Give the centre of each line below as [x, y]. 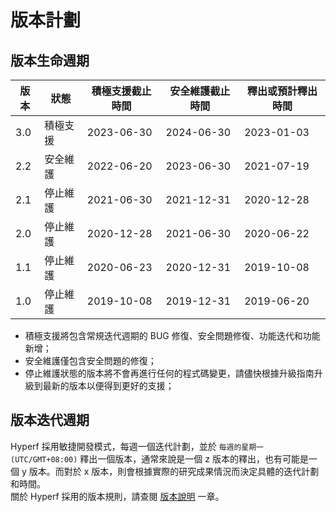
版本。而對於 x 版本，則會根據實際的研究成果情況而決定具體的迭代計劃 [174, 471]
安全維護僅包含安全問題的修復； [90, 360]
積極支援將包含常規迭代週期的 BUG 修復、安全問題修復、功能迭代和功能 [172, 335]
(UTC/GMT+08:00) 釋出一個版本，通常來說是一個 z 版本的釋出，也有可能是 [159, 458]
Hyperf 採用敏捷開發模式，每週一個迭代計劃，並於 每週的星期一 [137, 446]
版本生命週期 [50, 60]
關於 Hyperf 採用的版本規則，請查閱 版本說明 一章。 [117, 496]
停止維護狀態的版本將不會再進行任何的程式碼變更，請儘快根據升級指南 [169, 373]
